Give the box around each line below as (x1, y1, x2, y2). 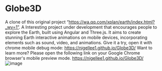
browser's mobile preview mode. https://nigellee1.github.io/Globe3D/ (5, 55, 144, 61)
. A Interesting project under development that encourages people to (19, 24, 158, 30)
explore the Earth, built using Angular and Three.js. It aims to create (5, 29, 141, 35)
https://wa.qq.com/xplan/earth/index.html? (68, 19, 155, 25)
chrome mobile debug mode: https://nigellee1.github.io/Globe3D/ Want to (5, 45, 153, 51)
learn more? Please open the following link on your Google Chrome (5, 50, 140, 56)
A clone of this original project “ (5, 19, 69, 25)
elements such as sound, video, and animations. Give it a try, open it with (5, 39, 153, 45)
